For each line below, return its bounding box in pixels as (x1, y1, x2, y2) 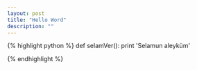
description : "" (7, 23, 54, 30)
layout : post (7, 10, 45, 17)
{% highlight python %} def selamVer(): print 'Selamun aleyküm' (7, 42, 191, 50)
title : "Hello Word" (7, 16, 67, 23)
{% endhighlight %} (7, 55, 64, 63)
